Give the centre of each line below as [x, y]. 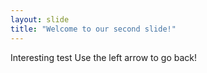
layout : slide [40, 19]
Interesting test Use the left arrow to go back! [104, 57]
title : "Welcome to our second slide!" [93, 29]
